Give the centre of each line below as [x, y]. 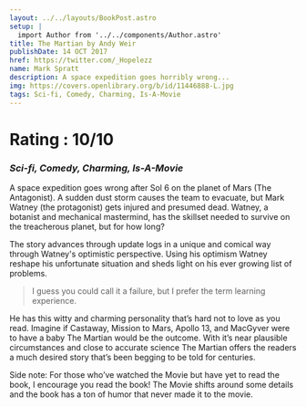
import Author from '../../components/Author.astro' [120, 35]
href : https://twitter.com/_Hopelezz [81, 60]
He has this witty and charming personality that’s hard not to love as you [145, 318]
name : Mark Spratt [44, 69]
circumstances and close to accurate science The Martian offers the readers [153, 347]
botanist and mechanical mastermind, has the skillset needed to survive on [150, 216]
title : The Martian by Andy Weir [73, 43]
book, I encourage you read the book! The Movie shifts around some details [152, 384]
